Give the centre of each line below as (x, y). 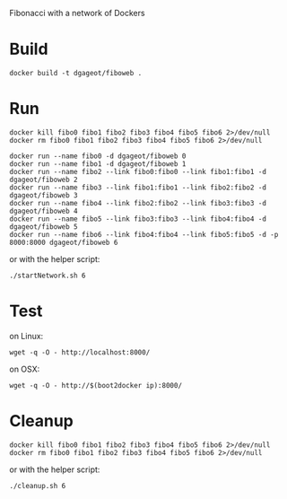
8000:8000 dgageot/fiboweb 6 (64, 242)
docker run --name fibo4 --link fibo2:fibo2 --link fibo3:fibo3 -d (138, 203)
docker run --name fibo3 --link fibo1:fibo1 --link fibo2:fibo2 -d (138, 188)
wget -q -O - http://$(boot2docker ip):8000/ (96, 385)
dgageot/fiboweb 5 (43, 227)
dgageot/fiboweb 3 (43, 195)
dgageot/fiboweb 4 (43, 211)
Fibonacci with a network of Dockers (77, 13)
